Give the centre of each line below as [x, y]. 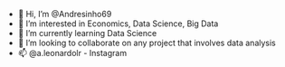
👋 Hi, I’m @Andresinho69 [65, 14]
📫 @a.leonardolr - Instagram [72, 53]
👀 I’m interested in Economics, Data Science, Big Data [118, 24]
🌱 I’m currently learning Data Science [87, 33]
